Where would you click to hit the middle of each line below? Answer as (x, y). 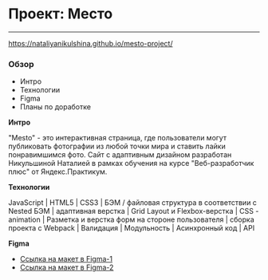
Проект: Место (61, 14)
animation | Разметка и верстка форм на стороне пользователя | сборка (132, 219)
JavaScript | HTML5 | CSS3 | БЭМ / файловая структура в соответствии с (133, 203)
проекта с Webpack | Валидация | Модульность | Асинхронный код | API (132, 228)
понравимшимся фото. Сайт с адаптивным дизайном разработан (120, 155)
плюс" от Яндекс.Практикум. (58, 172)
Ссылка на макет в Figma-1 (66, 259)
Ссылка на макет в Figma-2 (67, 267)
